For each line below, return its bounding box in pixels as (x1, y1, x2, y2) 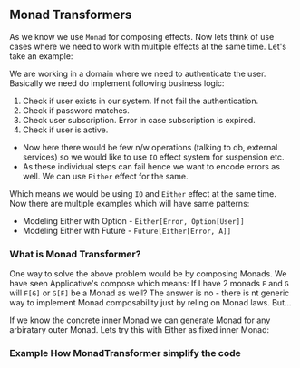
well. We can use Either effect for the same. (22, 170, 189, 181)
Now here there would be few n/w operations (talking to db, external (22, 141, 278, 152)
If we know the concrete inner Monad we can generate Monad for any (9, 315, 271, 325)
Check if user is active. (22, 124, 109, 135)
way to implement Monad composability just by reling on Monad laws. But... (9, 297, 292, 308)
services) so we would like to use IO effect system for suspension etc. (22, 151, 285, 162)
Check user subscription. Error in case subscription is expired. (22, 114, 256, 125)
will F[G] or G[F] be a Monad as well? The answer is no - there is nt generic (9, 287, 290, 298)
